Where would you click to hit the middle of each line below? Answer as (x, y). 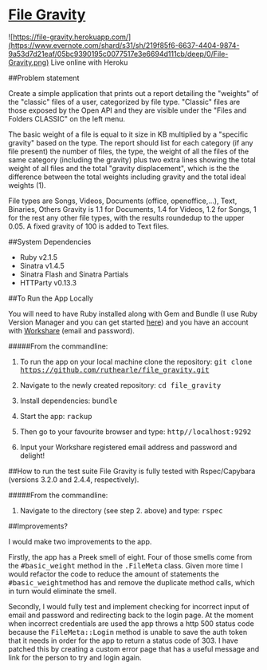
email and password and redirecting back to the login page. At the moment (131, 615)
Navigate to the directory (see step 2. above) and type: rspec (121, 510)
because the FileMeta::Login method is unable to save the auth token (128, 632)
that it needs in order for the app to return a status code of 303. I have (124, 640)
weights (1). (27, 185)
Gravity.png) (29, 62)
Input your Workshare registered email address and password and (128, 447)
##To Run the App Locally (51, 298)
